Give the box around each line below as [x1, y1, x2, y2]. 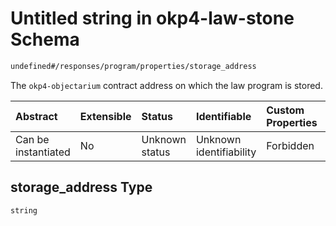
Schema [10, 28, 80, 51]
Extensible [79, 109, 132, 123]
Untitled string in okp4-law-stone [10, 7, 295, 30]
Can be [15, 132, 50, 146]
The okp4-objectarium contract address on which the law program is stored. [10, 79, 323, 91]
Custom [266, 103, 305, 117]
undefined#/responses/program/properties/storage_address [10, 61, 257, 71]
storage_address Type [10, 179, 153, 196]
